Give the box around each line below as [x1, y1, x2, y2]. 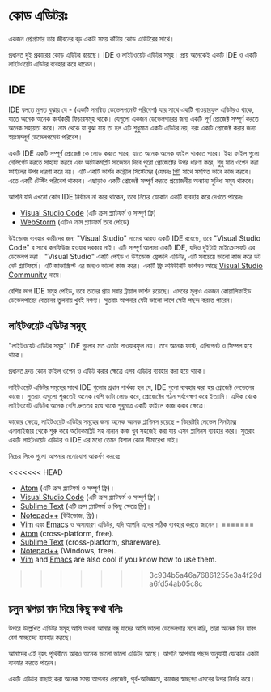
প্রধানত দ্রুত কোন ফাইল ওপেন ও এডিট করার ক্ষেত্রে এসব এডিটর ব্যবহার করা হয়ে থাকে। [8, 365, 207, 375]
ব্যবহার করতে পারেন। [8, 658, 58, 668]
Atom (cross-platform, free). [19, 528, 115, 538]
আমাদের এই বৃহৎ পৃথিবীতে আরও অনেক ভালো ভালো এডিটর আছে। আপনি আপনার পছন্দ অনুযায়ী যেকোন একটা [8, 649, 259, 659]
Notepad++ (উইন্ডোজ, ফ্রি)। [19, 510, 100, 520]
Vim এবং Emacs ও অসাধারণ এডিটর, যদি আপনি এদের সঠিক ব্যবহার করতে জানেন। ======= [19, 519, 255, 529]
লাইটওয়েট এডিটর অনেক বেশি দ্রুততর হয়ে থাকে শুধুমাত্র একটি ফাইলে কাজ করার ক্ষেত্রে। [8, 400, 208, 410]
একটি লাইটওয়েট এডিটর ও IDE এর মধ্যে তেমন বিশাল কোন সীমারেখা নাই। [8, 434, 180, 444]
